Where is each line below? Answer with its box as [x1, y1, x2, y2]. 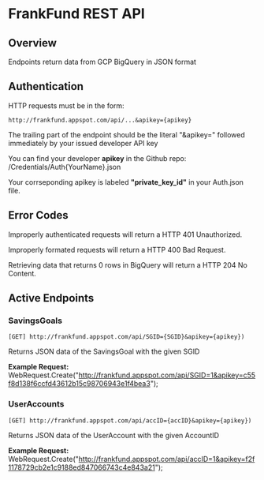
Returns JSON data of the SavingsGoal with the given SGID [8, 347, 200, 356]
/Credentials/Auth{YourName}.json [8, 162, 121, 171]
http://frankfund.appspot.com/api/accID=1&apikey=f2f [78, 454, 255, 463]
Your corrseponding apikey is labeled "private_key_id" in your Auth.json [8, 177, 244, 186]
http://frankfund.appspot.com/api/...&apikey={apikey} [8, 116, 192, 124]
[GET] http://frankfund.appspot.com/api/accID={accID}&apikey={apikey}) [8, 416, 252, 425]
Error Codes [8, 208, 69, 222]
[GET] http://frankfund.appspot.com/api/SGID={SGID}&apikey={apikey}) [8, 333, 245, 341]
